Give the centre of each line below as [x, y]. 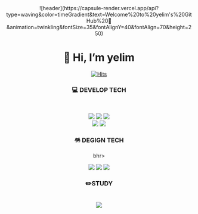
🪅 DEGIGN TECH [99, 140]
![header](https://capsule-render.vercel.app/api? [99, 8]
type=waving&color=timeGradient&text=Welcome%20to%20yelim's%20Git [99, 14]
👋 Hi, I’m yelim [99, 58]
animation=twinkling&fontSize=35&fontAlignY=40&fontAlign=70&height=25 [99, 27]
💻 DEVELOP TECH [99, 89]
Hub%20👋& [99, 21]
